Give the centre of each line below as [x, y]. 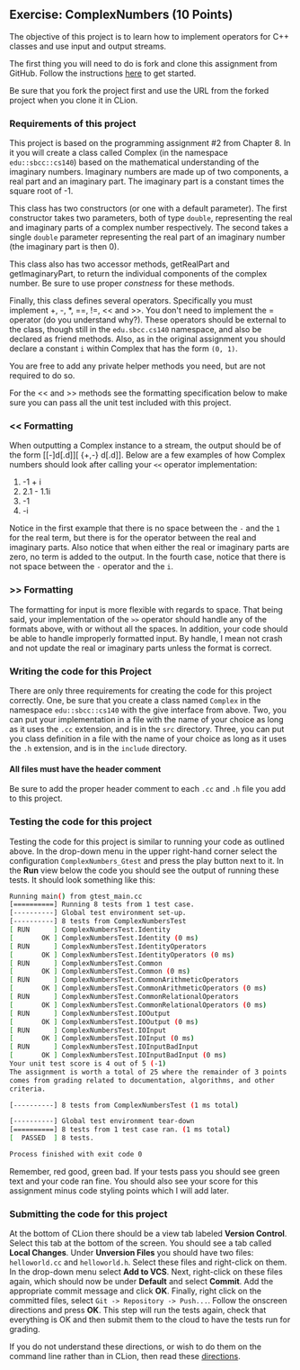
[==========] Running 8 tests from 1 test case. [102, 904]
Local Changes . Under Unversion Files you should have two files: [132, 1253]
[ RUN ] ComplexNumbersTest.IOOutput [90, 1013]
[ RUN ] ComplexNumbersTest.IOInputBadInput [104, 1047]
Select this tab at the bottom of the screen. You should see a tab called [141, 1243]
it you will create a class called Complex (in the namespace [119, 153]
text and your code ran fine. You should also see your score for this [134, 1181]
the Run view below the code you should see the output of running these [144, 870]
